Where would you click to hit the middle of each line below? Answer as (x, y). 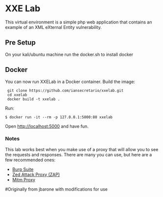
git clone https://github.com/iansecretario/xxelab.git (65, 90)
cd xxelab (17, 95)
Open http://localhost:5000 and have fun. (47, 126)
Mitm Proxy (24, 179)
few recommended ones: (30, 160)
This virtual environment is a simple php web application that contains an (79, 22)
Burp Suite (23, 169)
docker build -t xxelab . (34, 99)
